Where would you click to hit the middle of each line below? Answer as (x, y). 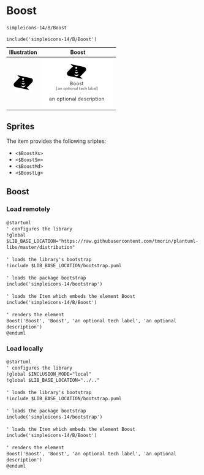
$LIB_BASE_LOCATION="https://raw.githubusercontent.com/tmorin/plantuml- (103, 241)
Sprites (21, 126)
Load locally (25, 348)
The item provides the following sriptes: (56, 141)
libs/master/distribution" (41, 247)
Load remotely (28, 209)
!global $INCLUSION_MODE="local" (49, 374)
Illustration (23, 52)
